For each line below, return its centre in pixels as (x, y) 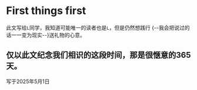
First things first (46, 11)
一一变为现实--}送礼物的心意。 (48, 35)
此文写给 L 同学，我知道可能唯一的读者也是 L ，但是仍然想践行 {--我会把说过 (96, 27)
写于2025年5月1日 (28, 81)
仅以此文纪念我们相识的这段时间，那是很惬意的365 (98, 55)
